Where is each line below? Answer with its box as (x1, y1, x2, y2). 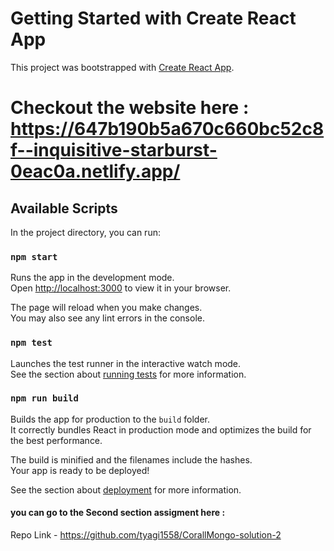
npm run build (10, 393, 79, 404)
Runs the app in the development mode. (10, 272, 175, 284)
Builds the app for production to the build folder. (10, 413, 211, 425)
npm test (10, 337, 53, 349)
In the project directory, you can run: (10, 226, 161, 238)
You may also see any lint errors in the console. (10, 312, 205, 324)
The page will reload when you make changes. (10, 302, 203, 314)
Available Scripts (10, 200, 118, 217)
